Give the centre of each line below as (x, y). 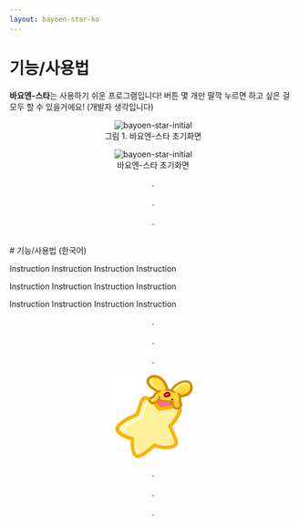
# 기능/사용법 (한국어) (48, 250)
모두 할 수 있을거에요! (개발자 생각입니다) (82, 107)
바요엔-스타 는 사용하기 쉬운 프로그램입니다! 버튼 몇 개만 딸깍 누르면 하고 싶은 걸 (149, 95)
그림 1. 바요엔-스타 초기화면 (153, 136)
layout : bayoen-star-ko (55, 19)
